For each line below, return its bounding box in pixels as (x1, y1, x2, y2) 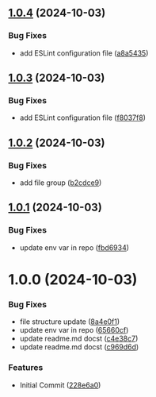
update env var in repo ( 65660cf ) (19, 326, 129, 335)
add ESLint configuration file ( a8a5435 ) (19, 48, 149, 58)
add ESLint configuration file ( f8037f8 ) (19, 113, 146, 122)
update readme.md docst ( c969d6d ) (19, 342, 139, 352)
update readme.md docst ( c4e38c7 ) (19, 333, 139, 344)
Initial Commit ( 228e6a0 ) (19, 380, 101, 390)
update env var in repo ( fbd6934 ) (19, 242, 129, 252)
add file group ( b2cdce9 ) (19, 178, 102, 187)
